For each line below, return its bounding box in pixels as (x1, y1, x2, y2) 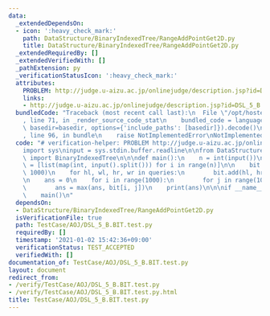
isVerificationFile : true (15, 214, 103, 222)
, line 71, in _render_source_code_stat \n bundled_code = (22, 117, 231, 125)
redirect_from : (8, 273, 59, 281)
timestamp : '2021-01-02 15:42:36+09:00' (15, 236, 153, 244)
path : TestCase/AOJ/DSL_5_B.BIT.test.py (15, 221, 153, 229)
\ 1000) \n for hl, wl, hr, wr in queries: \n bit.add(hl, (22, 169, 253, 177)
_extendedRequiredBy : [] (15, 49, 99, 57)
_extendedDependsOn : (15, 19, 84, 27)
